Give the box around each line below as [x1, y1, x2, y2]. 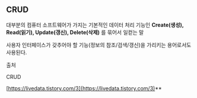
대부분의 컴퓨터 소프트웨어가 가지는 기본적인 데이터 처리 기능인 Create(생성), [6, 21, 184, 29]
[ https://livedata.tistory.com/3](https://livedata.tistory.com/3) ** [6, 84, 162, 91]
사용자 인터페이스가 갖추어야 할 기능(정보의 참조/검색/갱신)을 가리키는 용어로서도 [6, 41, 192, 48]
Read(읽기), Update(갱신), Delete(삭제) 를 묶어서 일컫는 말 [6, 29, 144, 36]
